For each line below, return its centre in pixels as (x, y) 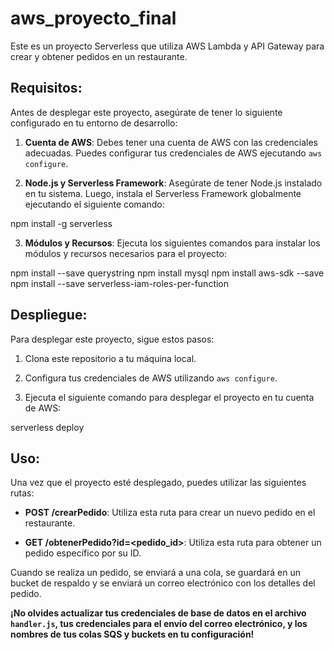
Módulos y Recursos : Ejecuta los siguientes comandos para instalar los (172, 243)
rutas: (22, 493)
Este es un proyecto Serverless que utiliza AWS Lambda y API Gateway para (167, 46)
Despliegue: (49, 315)
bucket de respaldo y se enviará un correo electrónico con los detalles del (163, 583)
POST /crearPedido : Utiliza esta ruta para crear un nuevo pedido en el (170, 513)
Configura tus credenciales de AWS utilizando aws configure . (151, 378)
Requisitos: (46, 88)
